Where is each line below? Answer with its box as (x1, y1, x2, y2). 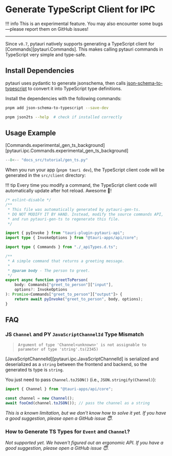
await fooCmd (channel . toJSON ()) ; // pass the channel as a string (5, 401, 150, 406)
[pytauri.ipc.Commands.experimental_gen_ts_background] (5, 147, 129, 154)
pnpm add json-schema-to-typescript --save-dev (5, 105, 109, 111)
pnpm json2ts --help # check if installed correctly (5, 114, 123, 120)
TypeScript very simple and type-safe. (5, 51, 87, 57)
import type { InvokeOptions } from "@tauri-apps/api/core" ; (5, 235, 139, 241)
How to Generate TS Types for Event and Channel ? (5, 428, 131, 435)
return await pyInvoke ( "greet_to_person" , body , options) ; (14, 296, 143, 301)
